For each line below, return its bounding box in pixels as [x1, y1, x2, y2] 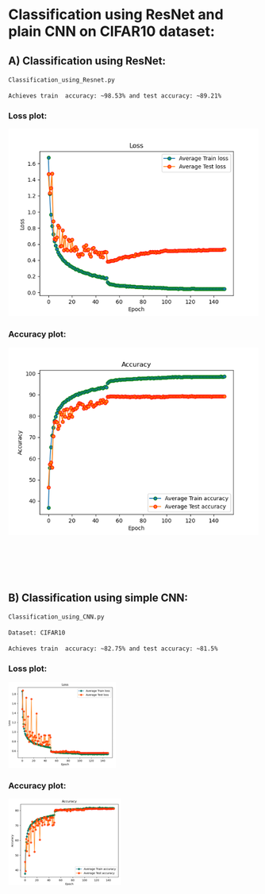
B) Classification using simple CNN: [8, 591, 189, 604]
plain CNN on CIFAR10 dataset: [8, 22, 216, 40]
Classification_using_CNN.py [8, 613, 105, 621]
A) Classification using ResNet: [8, 54, 167, 67]
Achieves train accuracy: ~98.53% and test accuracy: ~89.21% [8, 92, 222, 100]
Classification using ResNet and [8, 6, 224, 24]
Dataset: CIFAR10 [8, 629, 66, 637]
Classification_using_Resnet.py [8, 76, 115, 84]
